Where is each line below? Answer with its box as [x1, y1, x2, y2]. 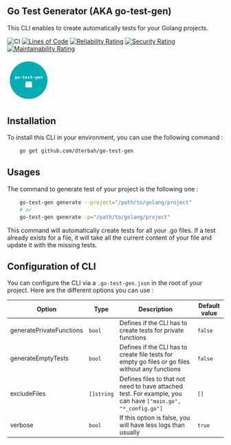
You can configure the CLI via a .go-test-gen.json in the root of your [7, 279, 203, 287]
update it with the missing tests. [7, 240, 98, 249]
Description [138, 305, 173, 313]
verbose [10, 420, 34, 429]
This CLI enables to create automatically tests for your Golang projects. [7, 23, 208, 32]
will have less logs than [119, 420, 186, 429]
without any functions [119, 365, 181, 373]
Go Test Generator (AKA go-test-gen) [7, 6, 172, 17]
